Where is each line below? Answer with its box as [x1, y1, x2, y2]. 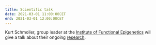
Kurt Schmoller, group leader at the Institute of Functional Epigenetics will [5, 30, 152, 35]
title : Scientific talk [5, 7, 53, 12]
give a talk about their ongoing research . [5, 34, 86, 40]
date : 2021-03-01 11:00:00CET [5, 12, 66, 16]
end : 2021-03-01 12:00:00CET [5, 16, 64, 21]
